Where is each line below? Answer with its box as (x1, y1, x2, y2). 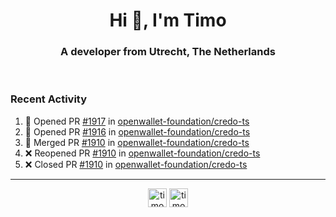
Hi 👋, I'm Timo (109, 9, 227, 32)
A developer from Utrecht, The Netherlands (60, 45, 276, 59)
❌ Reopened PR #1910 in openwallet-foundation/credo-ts (24, 147, 261, 159)
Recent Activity (10, 92, 88, 106)
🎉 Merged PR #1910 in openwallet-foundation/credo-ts (24, 136, 250, 148)
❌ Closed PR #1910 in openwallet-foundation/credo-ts (24, 158, 248, 170)
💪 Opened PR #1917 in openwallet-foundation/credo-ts (24, 115, 250, 127)
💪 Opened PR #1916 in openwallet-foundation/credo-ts (24, 125, 251, 138)
